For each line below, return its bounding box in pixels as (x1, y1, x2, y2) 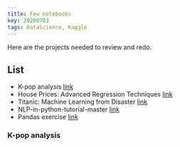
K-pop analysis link (17, 82, 73, 91)
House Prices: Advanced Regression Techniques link (17, 90, 173, 99)
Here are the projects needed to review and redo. (7, 43, 152, 52)
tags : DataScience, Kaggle (7, 23, 88, 31)
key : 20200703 (7, 17, 50, 24)
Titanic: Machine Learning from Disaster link (17, 97, 148, 107)
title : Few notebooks (7, 10, 72, 18)
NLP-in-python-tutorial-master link (17, 105, 120, 114)
